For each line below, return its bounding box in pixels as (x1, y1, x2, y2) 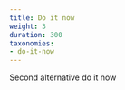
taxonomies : (9, 38, 54, 48)
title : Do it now (9, 13, 75, 23)
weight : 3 (9, 22, 47, 31)
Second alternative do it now (9, 72, 117, 83)
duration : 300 (9, 30, 63, 39)
